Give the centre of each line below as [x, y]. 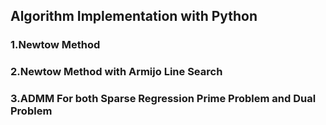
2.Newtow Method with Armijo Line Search [116, 72]
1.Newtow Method [55, 45]
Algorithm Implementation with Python [134, 16]
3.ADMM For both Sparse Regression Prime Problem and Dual [163, 99]
